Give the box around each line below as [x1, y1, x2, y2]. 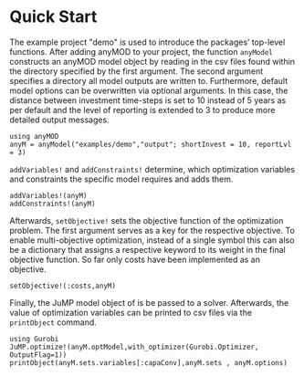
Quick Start [9, 6, 98, 27]
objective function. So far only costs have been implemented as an [9, 254, 260, 265]
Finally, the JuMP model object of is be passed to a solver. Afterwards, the [9, 297, 289, 308]
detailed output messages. [9, 114, 110, 125]
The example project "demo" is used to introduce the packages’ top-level [9, 37, 286, 47]
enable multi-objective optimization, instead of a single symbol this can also [9, 235, 295, 246]
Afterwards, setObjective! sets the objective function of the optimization [9, 215, 284, 225]
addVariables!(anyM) [9, 191, 89, 200]
